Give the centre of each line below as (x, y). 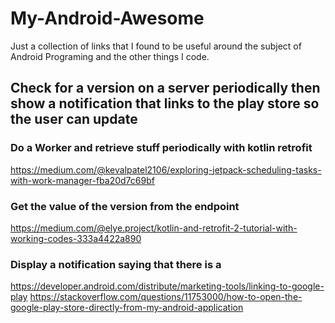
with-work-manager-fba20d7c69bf (82, 180)
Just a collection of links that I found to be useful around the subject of (156, 46)
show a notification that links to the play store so (165, 103)
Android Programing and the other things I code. (110, 56)
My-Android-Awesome (107, 18)
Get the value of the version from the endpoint (125, 206)
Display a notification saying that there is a (116, 264)
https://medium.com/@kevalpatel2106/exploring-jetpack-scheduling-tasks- (166, 169)
